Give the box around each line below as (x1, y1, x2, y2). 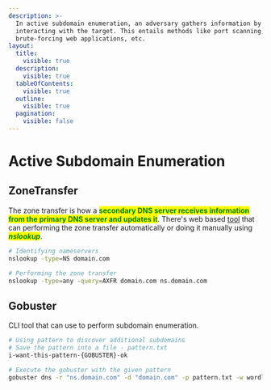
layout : (8, 42, 35, 50)
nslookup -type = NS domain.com (8, 254, 110, 263)
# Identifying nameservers (8, 247, 99, 255)
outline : (15, 95, 45, 103)
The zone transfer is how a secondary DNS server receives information (8, 206, 250, 215)
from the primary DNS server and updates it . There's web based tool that (8, 214, 256, 223)
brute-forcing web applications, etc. (15, 34, 147, 43)
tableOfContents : (15, 79, 74, 87)
